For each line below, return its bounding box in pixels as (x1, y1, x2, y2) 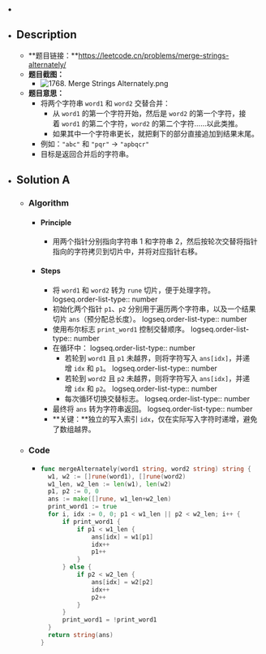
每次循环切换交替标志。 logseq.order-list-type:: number (64, 393, 250, 403)
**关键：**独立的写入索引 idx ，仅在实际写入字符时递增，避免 (52, 414, 258, 423)
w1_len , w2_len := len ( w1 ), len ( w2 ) (47, 480, 172, 488)
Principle (40, 217, 71, 227)
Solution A (15, 173, 71, 187)
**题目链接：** (28, 50, 79, 60)
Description (15, 28, 77, 41)
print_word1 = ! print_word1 (62, 616, 157, 624)
